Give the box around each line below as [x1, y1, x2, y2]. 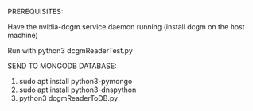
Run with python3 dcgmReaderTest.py [7, 46, 133, 55]
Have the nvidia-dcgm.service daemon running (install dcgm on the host [7, 22, 245, 31]
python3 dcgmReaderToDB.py [18, 94, 119, 102]
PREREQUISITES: [7, 7, 64, 16]
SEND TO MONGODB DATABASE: [7, 61, 117, 71]
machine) [7, 31, 39, 40]
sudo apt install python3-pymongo [18, 77, 133, 86]
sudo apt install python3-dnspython [18, 85, 137, 94]
